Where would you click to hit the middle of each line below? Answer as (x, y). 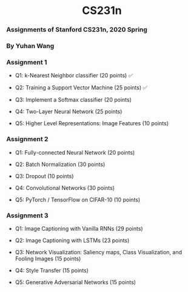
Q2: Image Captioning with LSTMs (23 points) (72, 240)
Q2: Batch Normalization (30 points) (60, 164)
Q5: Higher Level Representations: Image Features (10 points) (92, 123)
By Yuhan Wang (30, 46)
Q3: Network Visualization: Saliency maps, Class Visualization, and (98, 252)
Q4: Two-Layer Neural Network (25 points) (69, 112)
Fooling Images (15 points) (48, 259)
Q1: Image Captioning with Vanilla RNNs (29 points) (79, 228)
